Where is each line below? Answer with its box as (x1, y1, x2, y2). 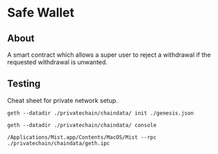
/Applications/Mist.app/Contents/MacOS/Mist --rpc (7, 133, 157, 141)
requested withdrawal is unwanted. (7, 58, 108, 66)
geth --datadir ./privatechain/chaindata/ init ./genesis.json (7, 109, 194, 117)
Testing (7, 78, 41, 90)
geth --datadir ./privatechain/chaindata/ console (7, 122, 157, 128)
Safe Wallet (7, 5, 75, 21)
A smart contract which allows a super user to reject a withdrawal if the (7, 50, 211, 59)
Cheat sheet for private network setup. (7, 96, 118, 104)
